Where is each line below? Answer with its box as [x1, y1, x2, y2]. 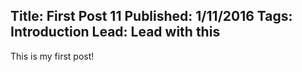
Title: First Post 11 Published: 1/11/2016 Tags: [10, 8, 293, 25]
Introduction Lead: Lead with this [10, 24, 221, 41]
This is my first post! [10, 50, 95, 62]
